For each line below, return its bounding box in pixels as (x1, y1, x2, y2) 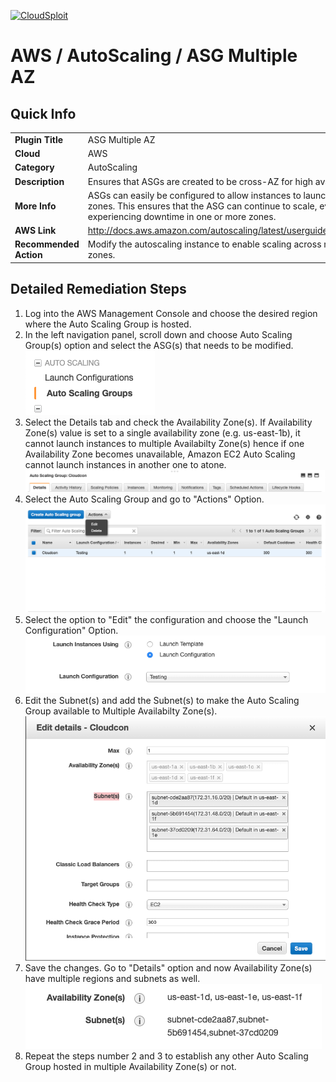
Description (14, 175, 65, 187)
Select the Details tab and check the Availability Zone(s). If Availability (24, 416, 313, 428)
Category (14, 161, 55, 174)
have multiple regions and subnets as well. (24, 972, 201, 984)
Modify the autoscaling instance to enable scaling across (87, 238, 322, 250)
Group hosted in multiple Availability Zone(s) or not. (24, 1060, 237, 1072)
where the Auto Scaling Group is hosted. (24, 318, 192, 330)
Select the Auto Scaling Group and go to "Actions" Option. (24, 493, 265, 505)
